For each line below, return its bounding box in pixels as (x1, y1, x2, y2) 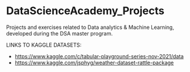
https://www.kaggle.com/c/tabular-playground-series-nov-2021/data (14, 53, 184, 60)
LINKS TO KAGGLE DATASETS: (6, 41, 82, 48)
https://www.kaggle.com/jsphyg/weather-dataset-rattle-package (14, 59, 174, 66)
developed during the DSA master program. (6, 30, 113, 37)
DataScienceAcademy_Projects (6, 4, 164, 18)
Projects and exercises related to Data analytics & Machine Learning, (6, 24, 175, 31)
